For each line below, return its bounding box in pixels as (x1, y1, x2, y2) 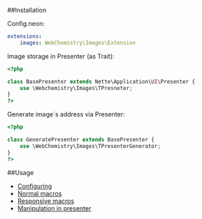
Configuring (17, 181, 52, 190)
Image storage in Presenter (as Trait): (7, 52, 115, 60)
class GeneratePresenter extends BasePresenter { (7, 136, 155, 143)
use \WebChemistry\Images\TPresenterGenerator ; (20, 142, 161, 149)
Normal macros (17, 189, 62, 197)
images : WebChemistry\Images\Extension (20, 39, 136, 46)
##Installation (7, 6, 47, 14)
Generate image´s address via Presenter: (7, 110, 125, 119)
